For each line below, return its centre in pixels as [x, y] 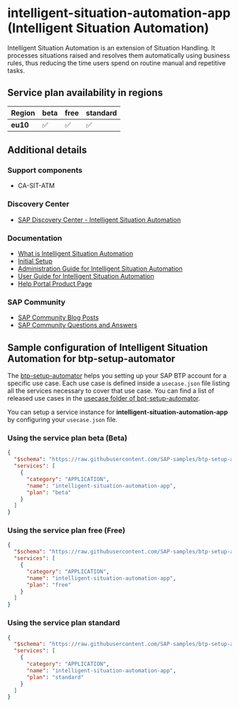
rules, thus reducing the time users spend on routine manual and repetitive [117, 63]
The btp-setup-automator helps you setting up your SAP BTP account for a [117, 376]
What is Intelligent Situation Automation [75, 254]
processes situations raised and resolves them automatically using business [119, 55]
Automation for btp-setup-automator [91, 358]
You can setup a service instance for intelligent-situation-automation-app [118, 412]
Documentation [35, 238]
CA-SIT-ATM [36, 185]
